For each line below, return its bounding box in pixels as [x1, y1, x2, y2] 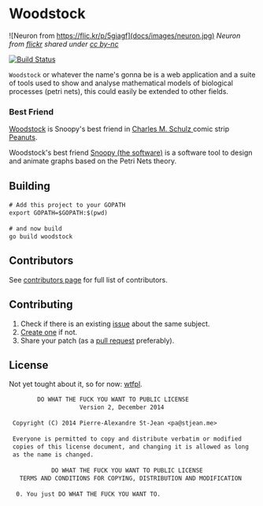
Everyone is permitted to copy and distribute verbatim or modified [12, 435, 243, 443]
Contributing [9, 298, 73, 312]
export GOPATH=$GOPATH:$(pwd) [9, 209, 109, 217]
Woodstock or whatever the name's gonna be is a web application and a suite [9, 69, 256, 79]
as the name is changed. [12, 451, 94, 459]
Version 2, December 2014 [79, 403, 165, 411]
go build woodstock [9, 233, 73, 241]
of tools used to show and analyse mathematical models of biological [9, 78, 233, 88]
